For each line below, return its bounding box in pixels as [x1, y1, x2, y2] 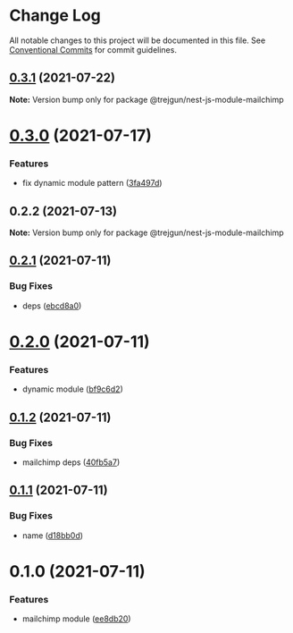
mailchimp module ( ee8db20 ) [21, 613, 131, 624]
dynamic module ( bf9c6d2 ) [21, 384, 123, 394]
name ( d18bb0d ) [21, 529, 83, 541]
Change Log [9, 5, 101, 26]
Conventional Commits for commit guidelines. [9, 44, 177, 55]
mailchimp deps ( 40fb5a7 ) [21, 457, 121, 468]
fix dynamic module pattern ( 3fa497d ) [21, 178, 163, 189]
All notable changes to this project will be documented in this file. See [9, 35, 266, 46]
